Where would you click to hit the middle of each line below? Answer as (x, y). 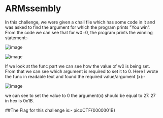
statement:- (17, 38)
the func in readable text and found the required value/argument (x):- (75, 76)
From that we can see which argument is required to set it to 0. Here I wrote (82, 71)
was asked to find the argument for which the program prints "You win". (78, 27)
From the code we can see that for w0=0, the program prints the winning (79, 32)
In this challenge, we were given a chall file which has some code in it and (80, 22)
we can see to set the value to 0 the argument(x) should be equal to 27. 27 (81, 95)
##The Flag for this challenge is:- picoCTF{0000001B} (60, 110)
